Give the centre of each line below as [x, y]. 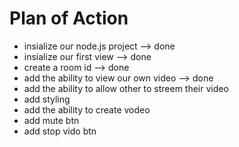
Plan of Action [69, 18]
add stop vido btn [60, 131]
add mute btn [51, 120]
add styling [47, 99]
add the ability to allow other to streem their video [126, 88]
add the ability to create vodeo [87, 109]
